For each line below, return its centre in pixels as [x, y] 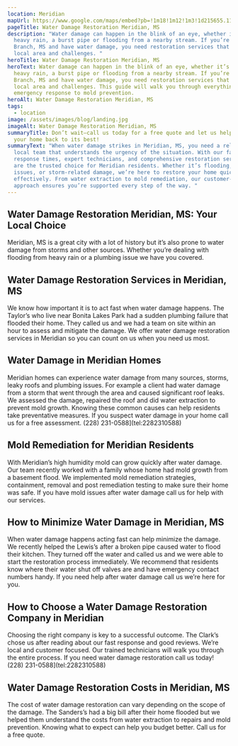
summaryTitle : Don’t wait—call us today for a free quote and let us [112, 133]
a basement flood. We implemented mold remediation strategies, [102, 477]
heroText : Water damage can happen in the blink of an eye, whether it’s [119, 67]
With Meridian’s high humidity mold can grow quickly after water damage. [115, 462]
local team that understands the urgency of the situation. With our [118, 153]
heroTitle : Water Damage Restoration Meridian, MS [84, 60]
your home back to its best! [57, 139]
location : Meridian [36, 14]
